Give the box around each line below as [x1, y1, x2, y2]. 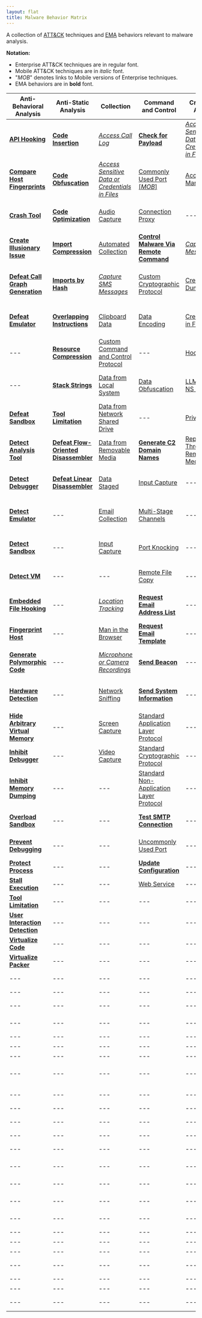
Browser [98, 633, 123, 641]
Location [98, 597, 124, 605]
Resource [52, 345, 81, 353]
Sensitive [98, 167, 124, 176]
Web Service [138, 880, 175, 888]
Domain [138, 446, 161, 454]
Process [9, 866, 34, 874]
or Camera [98, 657, 129, 666]
